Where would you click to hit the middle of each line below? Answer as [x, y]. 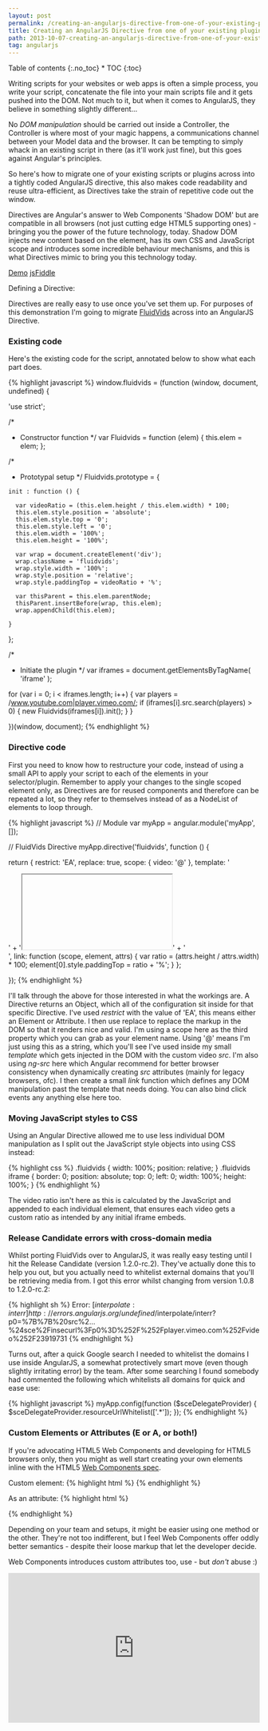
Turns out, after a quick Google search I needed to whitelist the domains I [129, 1354]
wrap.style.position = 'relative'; [75, 576]
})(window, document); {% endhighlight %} [79, 727]
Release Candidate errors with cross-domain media [110, 1237]
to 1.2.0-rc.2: [29, 1289]
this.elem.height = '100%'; [62, 541]
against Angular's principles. [55, 159]
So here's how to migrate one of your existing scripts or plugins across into [132, 174]
